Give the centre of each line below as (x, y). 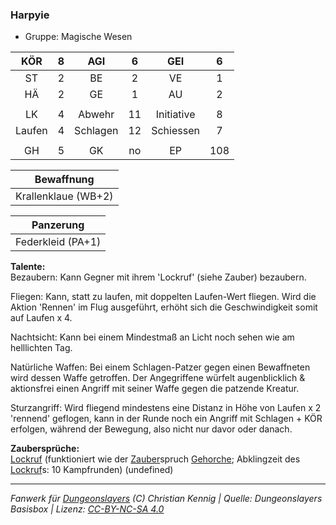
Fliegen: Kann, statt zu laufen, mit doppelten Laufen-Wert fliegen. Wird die (163, 297)
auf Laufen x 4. (41, 318)
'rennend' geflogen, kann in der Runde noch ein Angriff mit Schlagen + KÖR (166, 419)
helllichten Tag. (41, 348)
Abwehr (96, 115)
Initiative (175, 115)
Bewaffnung (64, 180)
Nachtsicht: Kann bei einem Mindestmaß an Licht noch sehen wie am (152, 337)
